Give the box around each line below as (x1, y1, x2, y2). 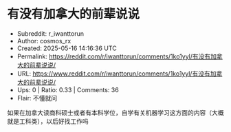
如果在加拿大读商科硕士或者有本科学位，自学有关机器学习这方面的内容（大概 (7, 108, 224, 117)
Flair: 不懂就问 (16, 93, 57, 102)
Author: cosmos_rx (16, 36, 71, 45)
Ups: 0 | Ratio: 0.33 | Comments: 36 (16, 85, 119, 93)
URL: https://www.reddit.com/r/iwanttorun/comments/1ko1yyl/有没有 (16, 69, 211, 78)
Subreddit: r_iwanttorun (16, 29, 85, 38)
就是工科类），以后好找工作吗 (7, 117, 89, 125)
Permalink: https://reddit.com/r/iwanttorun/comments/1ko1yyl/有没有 (16, 52, 211, 60)
